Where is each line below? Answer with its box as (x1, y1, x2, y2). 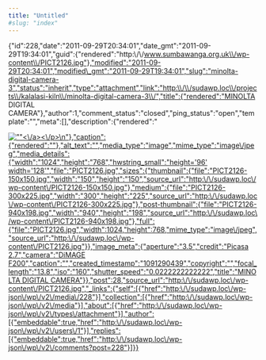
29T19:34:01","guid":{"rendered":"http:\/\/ (8, 49, 145, 59)
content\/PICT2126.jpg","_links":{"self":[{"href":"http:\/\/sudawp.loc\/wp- (8, 283, 247, 293)
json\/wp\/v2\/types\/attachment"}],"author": (8, 308, 154, 318)
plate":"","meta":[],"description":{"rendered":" (8, 117, 158, 126)
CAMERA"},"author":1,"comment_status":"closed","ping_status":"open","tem (8, 108, 255, 117)
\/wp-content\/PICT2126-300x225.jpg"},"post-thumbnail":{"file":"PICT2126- (8, 199, 257, 209)
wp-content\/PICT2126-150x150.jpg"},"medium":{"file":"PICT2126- (8, 182, 226, 192)
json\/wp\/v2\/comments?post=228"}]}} (8, 343, 139, 352)
